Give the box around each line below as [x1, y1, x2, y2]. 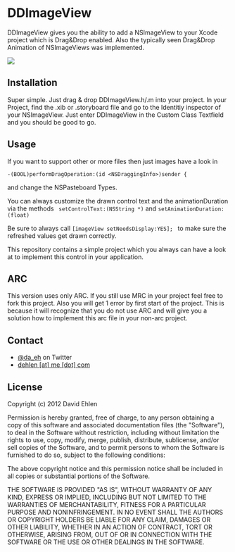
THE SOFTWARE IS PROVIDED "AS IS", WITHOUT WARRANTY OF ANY [7, 486, 212, 494]
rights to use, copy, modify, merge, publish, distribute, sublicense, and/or [7, 436, 220, 444]
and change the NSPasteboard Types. [7, 183, 118, 192]
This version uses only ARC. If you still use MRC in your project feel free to [7, 291, 224, 300]
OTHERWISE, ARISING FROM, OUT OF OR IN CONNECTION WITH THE [7, 530, 212, 539]
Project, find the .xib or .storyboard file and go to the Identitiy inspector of [7, 103, 222, 111]
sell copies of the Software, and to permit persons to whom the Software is [7, 444, 225, 451]
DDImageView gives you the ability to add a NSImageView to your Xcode [7, 28, 218, 37]
